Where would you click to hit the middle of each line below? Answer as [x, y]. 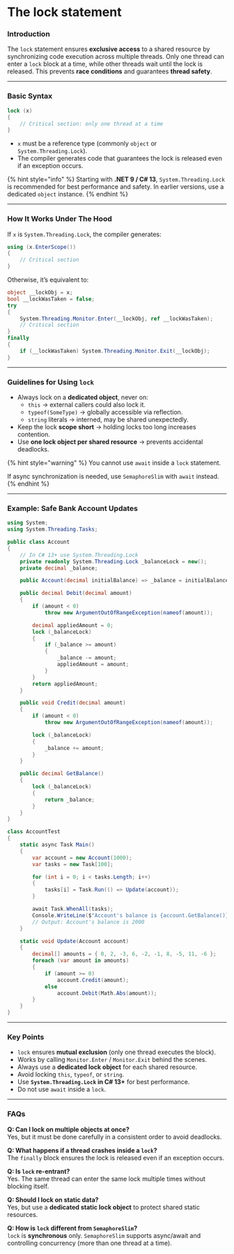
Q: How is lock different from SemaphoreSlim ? [72, 1228]
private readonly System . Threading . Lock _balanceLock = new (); [114, 561]
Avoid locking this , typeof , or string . [71, 1074]
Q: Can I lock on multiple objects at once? [69, 1129]
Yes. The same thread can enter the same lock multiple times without [106, 1179]
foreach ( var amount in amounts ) [81, 961]
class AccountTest [34, 832]
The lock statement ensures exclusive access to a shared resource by [109, 49]
